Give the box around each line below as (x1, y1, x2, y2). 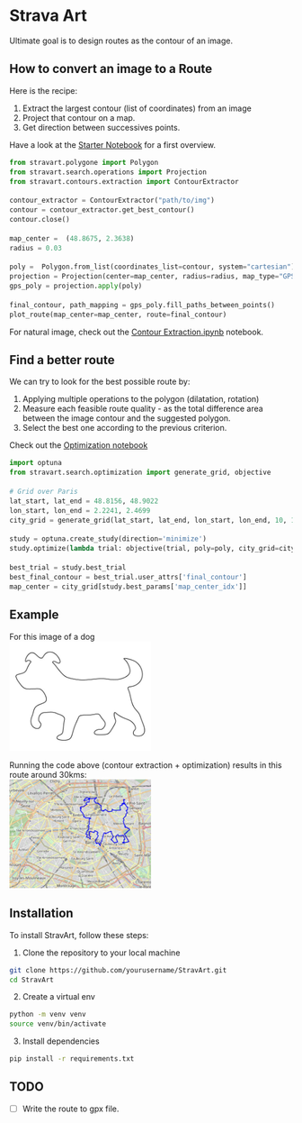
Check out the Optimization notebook (9, 440, 148, 451)
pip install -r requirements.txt (9, 1055, 135, 1064)
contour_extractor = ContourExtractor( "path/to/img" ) (9, 196, 216, 205)
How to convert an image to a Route (9, 61, 213, 77)
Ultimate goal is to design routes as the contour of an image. (9, 35, 234, 46)
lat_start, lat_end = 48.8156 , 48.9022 (9, 497, 159, 506)
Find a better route (9, 352, 115, 368)
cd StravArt (9, 975, 54, 984)
